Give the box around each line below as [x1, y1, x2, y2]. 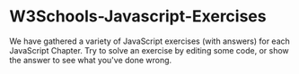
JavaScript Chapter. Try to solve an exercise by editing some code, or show [9, 45, 289, 55]
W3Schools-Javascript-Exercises [9, 6, 267, 27]
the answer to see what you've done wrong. [9, 54, 172, 65]
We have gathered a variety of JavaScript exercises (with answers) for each [9, 36, 290, 46]
